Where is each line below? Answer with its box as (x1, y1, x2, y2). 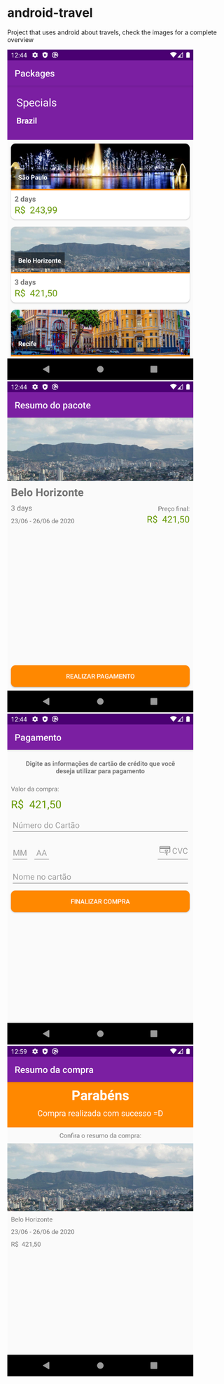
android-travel (7, 5, 93, 21)
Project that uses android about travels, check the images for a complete (7, 28, 217, 36)
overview (7, 35, 34, 43)
